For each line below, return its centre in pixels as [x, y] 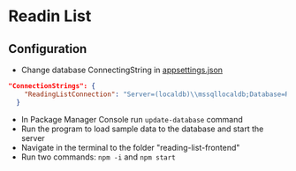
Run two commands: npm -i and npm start [98, 157]
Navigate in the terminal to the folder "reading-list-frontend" [130, 147]
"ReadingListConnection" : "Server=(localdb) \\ [111, 94]
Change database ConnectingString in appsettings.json [121, 70]
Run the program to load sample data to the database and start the [142, 129]
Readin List [50, 16]
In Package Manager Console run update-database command [132, 119]
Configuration [48, 49]
